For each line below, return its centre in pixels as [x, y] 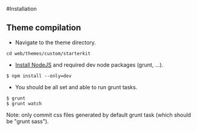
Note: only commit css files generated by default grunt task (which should [99, 115]
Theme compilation [44, 28]
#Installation [22, 9]
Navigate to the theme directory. [55, 42]
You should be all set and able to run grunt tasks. [76, 87]
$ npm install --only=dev [39, 76]
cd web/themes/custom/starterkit [48, 53]
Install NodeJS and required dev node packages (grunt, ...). [89, 65]
